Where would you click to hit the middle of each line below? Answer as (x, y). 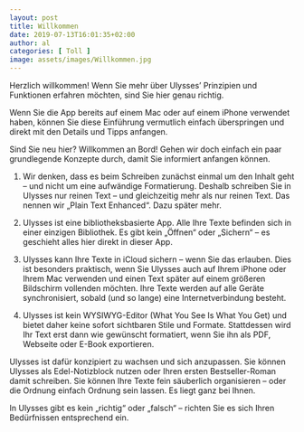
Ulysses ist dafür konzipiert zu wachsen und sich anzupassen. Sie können (148, 362)
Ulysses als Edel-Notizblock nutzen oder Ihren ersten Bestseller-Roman (143, 371)
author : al (30, 43)
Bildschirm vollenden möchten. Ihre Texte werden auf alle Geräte (143, 288)
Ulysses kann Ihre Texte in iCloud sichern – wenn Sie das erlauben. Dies (157, 259)
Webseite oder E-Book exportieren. (88, 344)
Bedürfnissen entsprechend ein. (69, 418)
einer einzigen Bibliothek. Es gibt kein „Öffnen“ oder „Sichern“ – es (146, 232)
